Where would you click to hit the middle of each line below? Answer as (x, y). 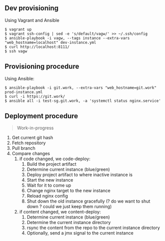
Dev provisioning (32, 8)
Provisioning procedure (42, 67)
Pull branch (23, 148)
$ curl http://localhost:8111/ (37, 47)
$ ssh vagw (16, 51)
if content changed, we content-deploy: (60, 212)
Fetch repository (29, 143)
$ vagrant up (18, 29)
